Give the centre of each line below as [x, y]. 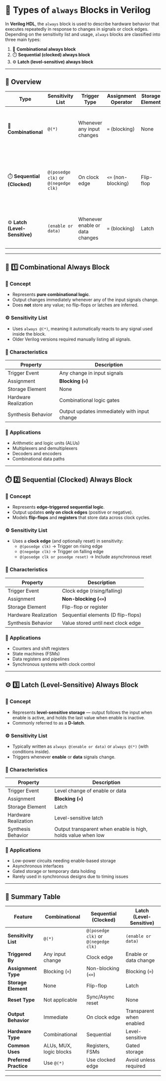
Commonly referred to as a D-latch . [49, 723]
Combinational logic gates [89, 400]
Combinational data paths [39, 459]
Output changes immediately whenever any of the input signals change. [85, 300]
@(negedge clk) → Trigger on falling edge [62, 552]
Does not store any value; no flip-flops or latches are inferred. [75, 305]
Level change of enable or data [90, 791]
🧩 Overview [23, 82]
